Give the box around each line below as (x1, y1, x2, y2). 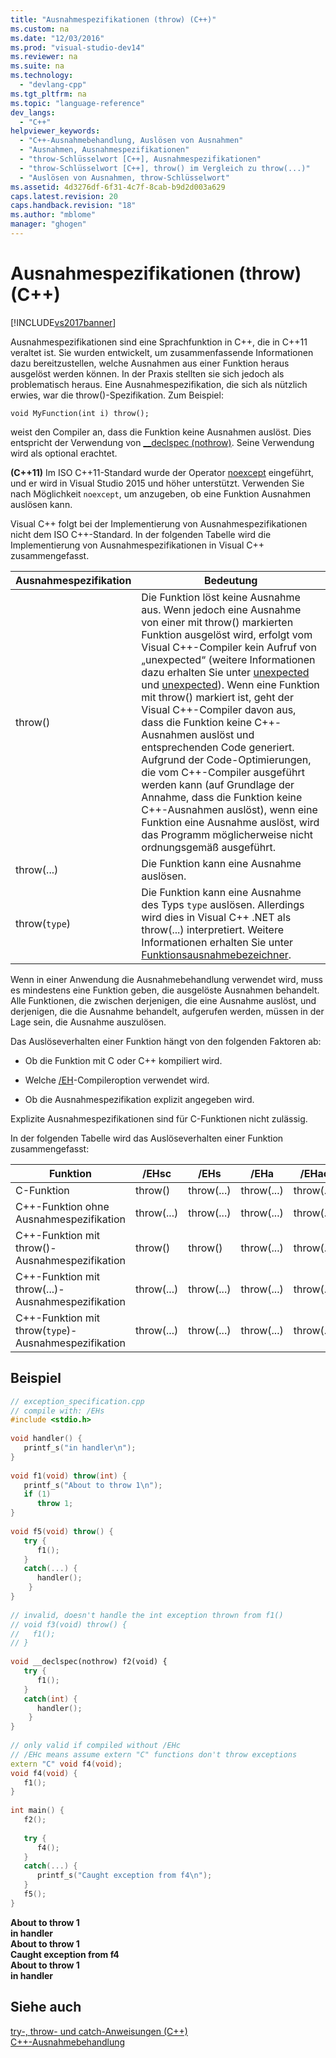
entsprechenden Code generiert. (141, 740, 295, 754)
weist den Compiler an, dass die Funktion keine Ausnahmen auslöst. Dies (10, 426, 312, 438)
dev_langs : (10, 107, 56, 118)
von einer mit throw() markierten (141, 615, 294, 629)
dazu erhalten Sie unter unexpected (141, 665, 310, 679)
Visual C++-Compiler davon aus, (141, 702, 297, 716)
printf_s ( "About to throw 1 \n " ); (23, 1480, 163, 1490)
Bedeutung (203, 573, 258, 587)
